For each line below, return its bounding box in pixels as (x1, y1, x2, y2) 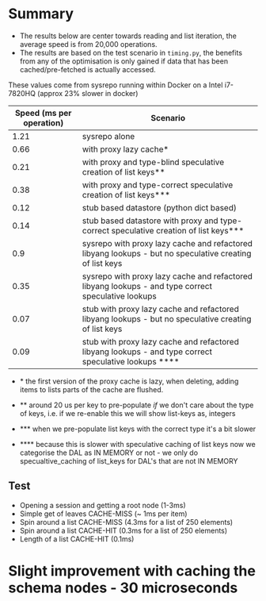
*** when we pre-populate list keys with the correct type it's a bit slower (19, 424, 256, 433)
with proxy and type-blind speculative (82, 156, 225, 168)
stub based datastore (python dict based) (82, 202, 237, 213)
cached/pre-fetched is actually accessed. (19, 64, 156, 74)
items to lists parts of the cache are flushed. (19, 384, 164, 394)
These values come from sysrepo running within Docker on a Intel (8, 80, 223, 90)
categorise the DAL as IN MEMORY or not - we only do (19, 448, 199, 457)
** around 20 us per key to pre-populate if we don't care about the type (19, 400, 254, 410)
